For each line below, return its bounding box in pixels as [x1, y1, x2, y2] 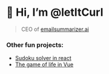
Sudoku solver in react [15, 55, 71, 62]
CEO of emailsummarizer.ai [21, 25, 89, 33]
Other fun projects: [6, 41, 64, 49]
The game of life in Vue [15, 61, 74, 69]
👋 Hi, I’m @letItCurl [6, 5, 104, 19]
